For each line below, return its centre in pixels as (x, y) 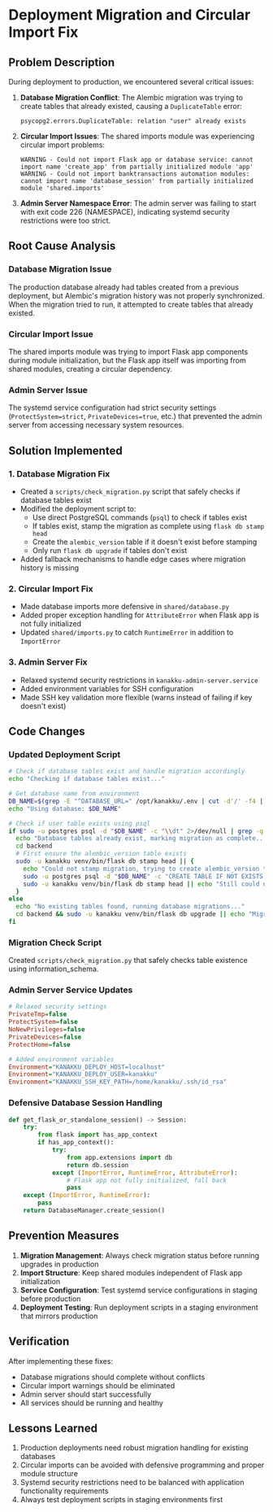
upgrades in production (59, 1264)
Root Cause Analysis (62, 246)
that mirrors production (59, 1316)
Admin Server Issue (48, 390)
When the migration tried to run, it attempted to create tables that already (131, 304)
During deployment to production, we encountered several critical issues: (131, 82)
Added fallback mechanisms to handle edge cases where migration (133, 559)
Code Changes (47, 731)
